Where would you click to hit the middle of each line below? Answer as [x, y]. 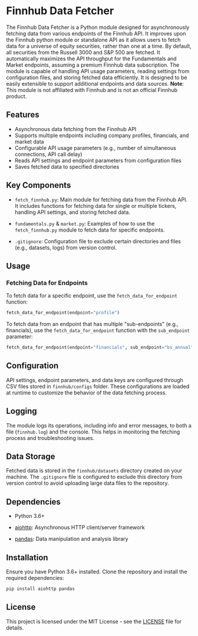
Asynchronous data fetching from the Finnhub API [75, 129]
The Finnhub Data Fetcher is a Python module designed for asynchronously [98, 27]
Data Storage [31, 457]
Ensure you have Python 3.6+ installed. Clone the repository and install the [97, 572]
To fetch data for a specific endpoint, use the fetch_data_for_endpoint [92, 296]
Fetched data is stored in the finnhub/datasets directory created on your [94, 471]
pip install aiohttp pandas [41, 589]
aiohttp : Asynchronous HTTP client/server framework [80, 527]
